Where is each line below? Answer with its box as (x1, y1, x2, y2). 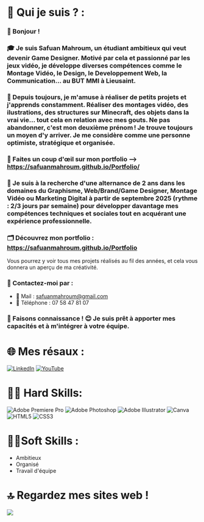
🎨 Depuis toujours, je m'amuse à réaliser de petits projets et (7, 92, 187, 101)
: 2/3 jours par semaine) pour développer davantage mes (7, 201, 179, 210)
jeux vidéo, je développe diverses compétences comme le (7, 61, 182, 70)
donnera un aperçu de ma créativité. (7, 264, 98, 271)
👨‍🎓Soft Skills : (7, 434, 79, 448)
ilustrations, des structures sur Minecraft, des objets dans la (7, 108, 189, 116)
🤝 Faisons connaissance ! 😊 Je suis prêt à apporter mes (7, 315, 176, 323)
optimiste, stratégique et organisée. (7, 138, 115, 147)
